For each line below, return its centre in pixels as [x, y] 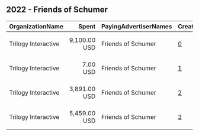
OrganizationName [36, 26]
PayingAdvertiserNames [137, 26]
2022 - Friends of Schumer [57, 10]
